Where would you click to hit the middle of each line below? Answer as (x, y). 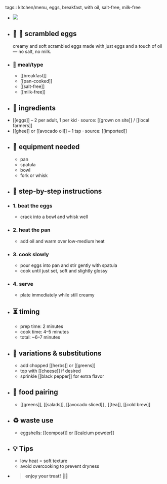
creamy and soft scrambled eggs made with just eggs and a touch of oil (87, 46)
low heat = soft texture (44, 461)
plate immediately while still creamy (57, 295)
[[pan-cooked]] (36, 81)
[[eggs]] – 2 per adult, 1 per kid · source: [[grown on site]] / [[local (81, 120)
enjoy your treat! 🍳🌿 (47, 476)
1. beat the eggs (32, 206)
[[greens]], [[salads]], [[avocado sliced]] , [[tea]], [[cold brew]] (85, 404)
